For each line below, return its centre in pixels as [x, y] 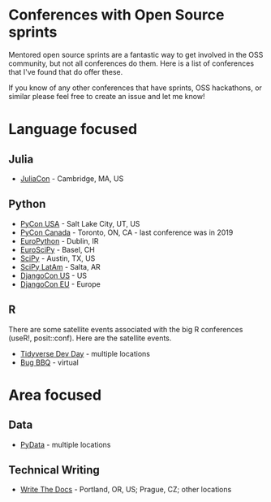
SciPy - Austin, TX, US [58, 258]
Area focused [55, 395]
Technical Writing [54, 470]
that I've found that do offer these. [66, 71]
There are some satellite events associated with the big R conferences [126, 329]
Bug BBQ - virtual [49, 362]
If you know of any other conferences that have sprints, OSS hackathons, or [135, 88]
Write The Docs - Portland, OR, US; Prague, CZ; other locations [126, 490]
